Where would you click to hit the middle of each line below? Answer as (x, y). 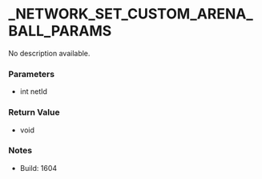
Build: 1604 (38, 168)
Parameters (31, 74)
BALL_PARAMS (60, 31)
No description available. (49, 53)
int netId (34, 92)
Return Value (34, 112)
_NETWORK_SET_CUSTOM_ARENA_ (131, 14)
